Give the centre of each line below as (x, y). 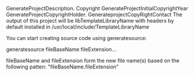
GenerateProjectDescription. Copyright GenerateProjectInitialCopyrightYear (97, 8)
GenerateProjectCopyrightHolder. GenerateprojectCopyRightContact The (94, 15)
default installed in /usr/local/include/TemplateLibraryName (78, 27)
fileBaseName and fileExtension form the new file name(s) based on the (93, 61)
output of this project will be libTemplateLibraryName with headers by (90, 21)
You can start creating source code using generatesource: (76, 38)
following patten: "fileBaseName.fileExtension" (62, 67)
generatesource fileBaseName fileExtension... (61, 49)
